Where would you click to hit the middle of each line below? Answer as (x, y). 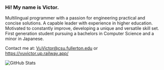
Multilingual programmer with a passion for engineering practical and (75, 18)
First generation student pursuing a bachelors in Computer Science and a (80, 34)
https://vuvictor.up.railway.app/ (37, 53)
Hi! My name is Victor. (32, 7)
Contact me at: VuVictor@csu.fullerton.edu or (51, 48)
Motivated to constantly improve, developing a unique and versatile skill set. (82, 28)
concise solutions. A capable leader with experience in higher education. (79, 23)
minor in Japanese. (25, 39)
